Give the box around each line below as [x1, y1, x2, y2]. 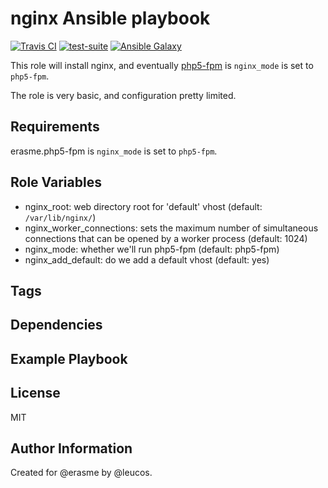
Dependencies [10, 317, 103, 334]
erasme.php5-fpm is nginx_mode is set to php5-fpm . [10, 145, 218, 157]
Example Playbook [10, 350, 128, 367]
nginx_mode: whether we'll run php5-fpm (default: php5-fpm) [24, 243, 280, 255]
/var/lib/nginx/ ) [24, 211, 97, 223]
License [10, 385, 61, 402]
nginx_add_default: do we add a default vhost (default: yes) [24, 253, 270, 266]
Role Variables [10, 174, 102, 191]
